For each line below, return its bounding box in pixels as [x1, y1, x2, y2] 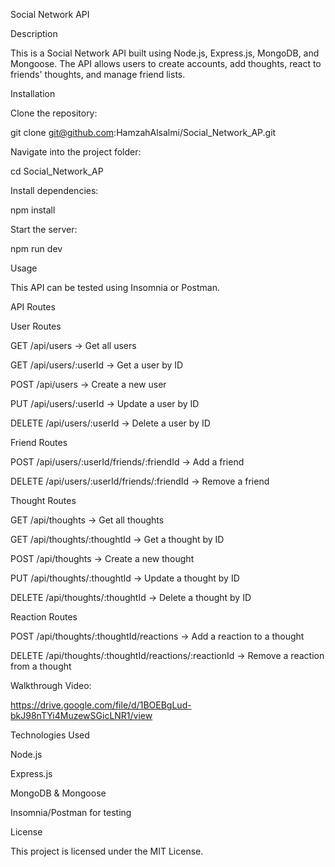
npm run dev [10, 243, 63, 254]
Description [10, 28, 58, 39]
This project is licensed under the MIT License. [10, 845, 204, 857]
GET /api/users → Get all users [10, 340, 137, 351]
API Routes [10, 301, 56, 313]
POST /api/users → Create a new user [10, 379, 167, 390]
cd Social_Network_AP [10, 165, 104, 177]
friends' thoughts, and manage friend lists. [10, 69, 186, 80]
